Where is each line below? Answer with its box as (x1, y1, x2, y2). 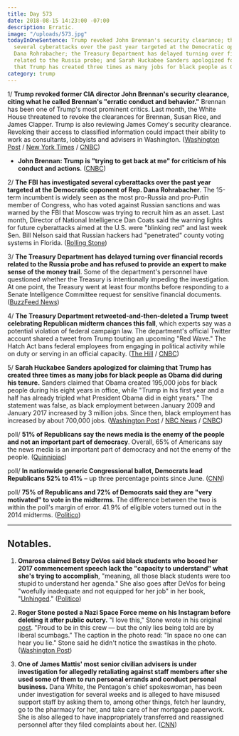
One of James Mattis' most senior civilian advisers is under (17, 660, 197, 668)
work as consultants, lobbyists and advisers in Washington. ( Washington (7, 135, 220, 143)
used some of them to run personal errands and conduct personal (17, 675, 217, 684)
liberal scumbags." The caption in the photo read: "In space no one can (17, 631, 227, 640)
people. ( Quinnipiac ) (7, 452, 68, 461)
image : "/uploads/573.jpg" (7, 30, 87, 38)
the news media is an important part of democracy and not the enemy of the (7, 445, 231, 453)
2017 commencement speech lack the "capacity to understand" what (17, 564, 228, 573)
